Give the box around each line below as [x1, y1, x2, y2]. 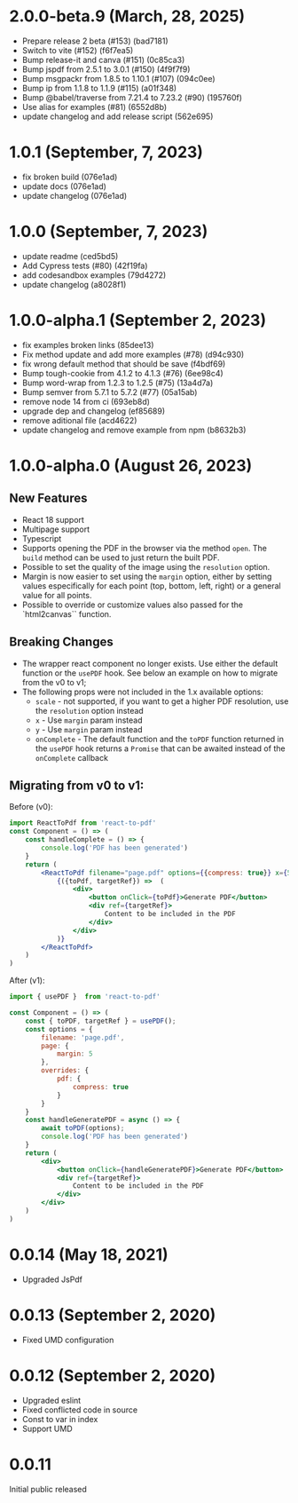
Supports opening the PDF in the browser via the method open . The [21, 542, 268, 553]
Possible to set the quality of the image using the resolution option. [21, 561, 271, 572]
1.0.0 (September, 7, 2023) [9, 222, 208, 241]
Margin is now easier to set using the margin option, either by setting [21, 571, 272, 581]
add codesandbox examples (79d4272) [21, 269, 167, 281]
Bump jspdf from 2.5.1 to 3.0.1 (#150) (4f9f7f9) [21, 64, 191, 75]
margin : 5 [56, 1049, 93, 1058]
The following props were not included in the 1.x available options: [21, 686, 264, 697]
